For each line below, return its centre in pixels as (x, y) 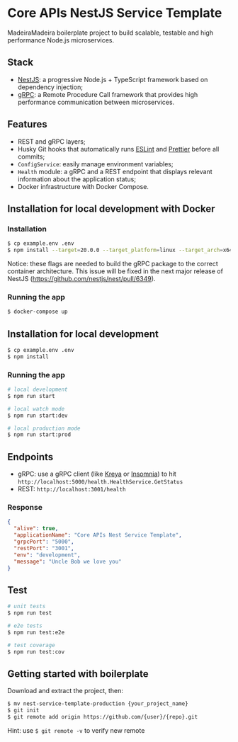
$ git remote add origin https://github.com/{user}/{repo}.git (103, 717)
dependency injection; (50, 87)
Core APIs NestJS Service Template (115, 13)
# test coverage (31, 645)
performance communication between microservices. (96, 102)
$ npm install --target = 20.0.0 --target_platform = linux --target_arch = (115, 250)
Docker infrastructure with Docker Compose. (83, 186)
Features (27, 124)
